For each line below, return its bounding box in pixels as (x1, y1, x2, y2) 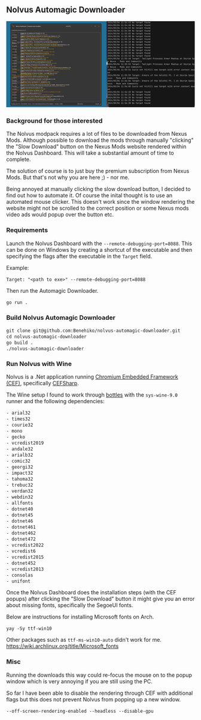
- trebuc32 (6, 482, 33, 489)
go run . (6, 299, 28, 305)
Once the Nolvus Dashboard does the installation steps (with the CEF (6, 589, 176, 596)
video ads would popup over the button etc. (6, 211, 114, 218)
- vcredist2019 (6, 440, 44, 447)
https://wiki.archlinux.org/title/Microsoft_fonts (6, 642, 119, 650)
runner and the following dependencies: (6, 398, 105, 405)
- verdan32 (6, 488, 33, 495)
